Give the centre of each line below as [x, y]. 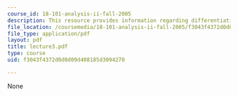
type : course [27, 54]
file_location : [30, 27]
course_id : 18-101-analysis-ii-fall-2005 [69, 14]
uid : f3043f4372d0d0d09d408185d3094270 [66, 60]
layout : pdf [25, 40]
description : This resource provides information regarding [98, 20]
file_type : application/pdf [49, 34]
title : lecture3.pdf [38, 47]
